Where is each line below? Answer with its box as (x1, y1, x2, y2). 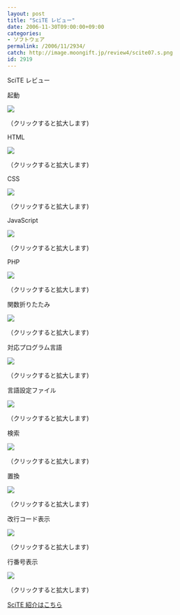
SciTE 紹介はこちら (7, 600, 63, 609)
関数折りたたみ (7, 300, 50, 308)
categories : (7, 29, 42, 37)
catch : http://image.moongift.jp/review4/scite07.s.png (7, 50, 173, 57)
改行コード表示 (7, 514, 50, 523)
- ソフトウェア (7, 36, 45, 43)
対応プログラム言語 (7, 343, 63, 351)
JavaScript (7, 216, 38, 224)
